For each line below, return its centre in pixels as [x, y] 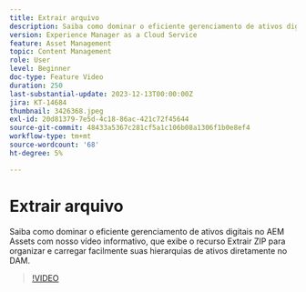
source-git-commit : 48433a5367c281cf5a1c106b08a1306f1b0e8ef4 [130, 128]
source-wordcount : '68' [55, 145]
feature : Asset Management [61, 43]
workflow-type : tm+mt [51, 136]
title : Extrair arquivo [55, 18]
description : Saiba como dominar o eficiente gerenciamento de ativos [146, 26]
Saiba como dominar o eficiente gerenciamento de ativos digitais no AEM [147, 231]
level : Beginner [40, 69]
